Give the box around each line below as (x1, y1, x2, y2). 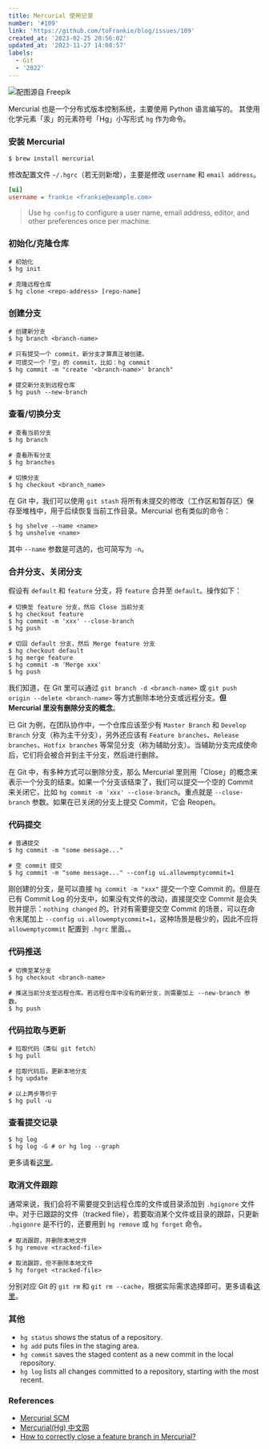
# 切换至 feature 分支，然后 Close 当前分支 (8, 603, 145, 611)
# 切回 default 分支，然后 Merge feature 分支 (8, 639, 156, 648)
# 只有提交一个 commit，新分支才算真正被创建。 (8, 350, 148, 358)
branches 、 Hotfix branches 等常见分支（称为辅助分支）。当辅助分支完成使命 (8, 739, 258, 750)
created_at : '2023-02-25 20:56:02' (8, 34, 127, 42)
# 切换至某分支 (8, 966, 52, 974)
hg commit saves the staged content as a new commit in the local (19, 1349, 234, 1359)
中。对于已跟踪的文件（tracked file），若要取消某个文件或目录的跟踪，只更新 (8, 1209, 259, 1219)
